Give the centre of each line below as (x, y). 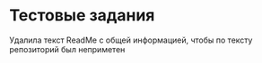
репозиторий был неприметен (67, 49)
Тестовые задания (82, 16)
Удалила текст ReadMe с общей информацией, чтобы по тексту (131, 40)
